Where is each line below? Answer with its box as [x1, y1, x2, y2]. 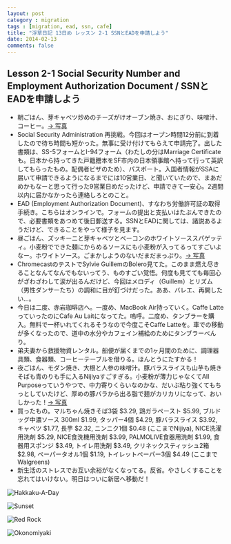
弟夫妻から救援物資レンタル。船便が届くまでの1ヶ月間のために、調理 [17, 346, 214, 355]
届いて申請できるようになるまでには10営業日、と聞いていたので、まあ [17, 173, 217, 182]
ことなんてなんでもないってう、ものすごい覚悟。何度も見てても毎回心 [23, 268, 222, 276]
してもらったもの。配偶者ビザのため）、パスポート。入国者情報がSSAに [17, 165, 219, 173]
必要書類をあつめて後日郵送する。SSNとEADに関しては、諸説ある [29, 216, 217, 225]
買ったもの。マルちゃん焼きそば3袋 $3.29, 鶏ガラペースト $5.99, [17, 406, 201, 415]
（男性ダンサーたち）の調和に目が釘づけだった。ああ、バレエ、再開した [17, 285, 223, 294]
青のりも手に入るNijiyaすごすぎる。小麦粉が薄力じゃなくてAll [35, 372, 210, 380]
